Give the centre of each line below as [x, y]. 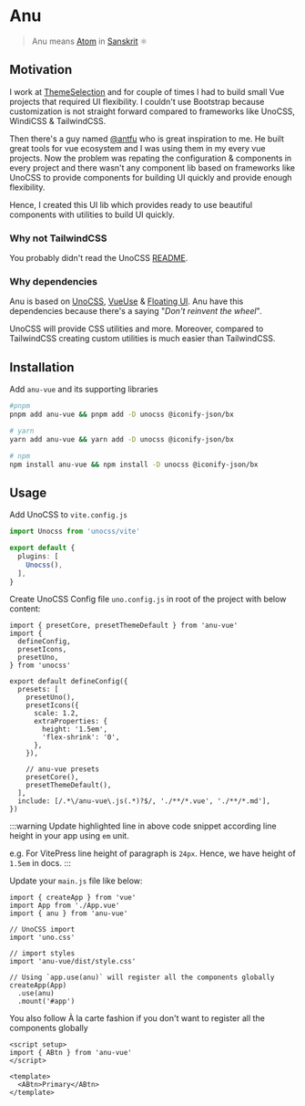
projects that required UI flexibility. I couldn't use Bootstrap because [137, 101]
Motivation [41, 70]
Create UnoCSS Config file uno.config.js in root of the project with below [148, 600]
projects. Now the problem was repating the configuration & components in [151, 158]
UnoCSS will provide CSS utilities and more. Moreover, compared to [137, 329]
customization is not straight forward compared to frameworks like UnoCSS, [152, 111]
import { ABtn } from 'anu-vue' [71, 1053]
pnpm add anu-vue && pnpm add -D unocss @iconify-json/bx [122, 415]
